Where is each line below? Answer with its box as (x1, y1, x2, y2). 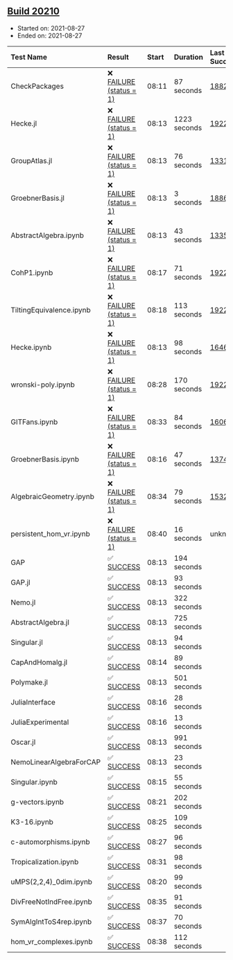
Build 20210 (7, 6, 60, 17)
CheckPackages (10, 81, 64, 91)
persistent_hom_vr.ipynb (10, 529, 90, 539)
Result (107, 52, 130, 62)
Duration (173, 52, 203, 62)
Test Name (10, 52, 47, 62)
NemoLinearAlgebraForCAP (10, 757, 101, 766)
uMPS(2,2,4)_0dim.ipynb (10, 877, 92, 886)
